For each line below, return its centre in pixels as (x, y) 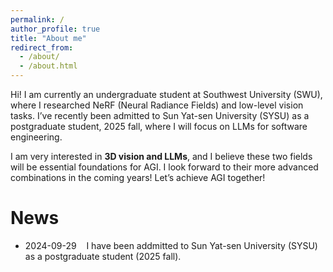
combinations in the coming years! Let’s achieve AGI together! (138, 177)
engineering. (36, 137)
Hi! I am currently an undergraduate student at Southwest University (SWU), (166, 94)
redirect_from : (42, 47)
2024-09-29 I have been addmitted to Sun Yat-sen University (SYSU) (171, 245)
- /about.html (48, 66)
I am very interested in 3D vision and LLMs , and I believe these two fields (161, 156)
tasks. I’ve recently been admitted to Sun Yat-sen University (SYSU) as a (160, 115)
